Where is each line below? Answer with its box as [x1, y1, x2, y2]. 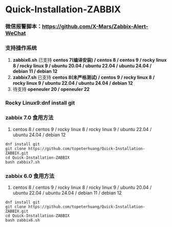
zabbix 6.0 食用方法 [5, 172, 55, 179]
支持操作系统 [5, 45, 37, 52]
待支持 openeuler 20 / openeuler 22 [12, 86, 90, 92]
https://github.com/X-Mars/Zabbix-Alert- [41, 23, 148, 30]
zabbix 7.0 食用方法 [5, 114, 54, 121]
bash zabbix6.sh [5, 217, 40, 223]
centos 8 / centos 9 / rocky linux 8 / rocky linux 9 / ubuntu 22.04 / [12, 126, 152, 132]
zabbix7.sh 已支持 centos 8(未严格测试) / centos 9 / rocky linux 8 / [12, 74, 155, 81]
